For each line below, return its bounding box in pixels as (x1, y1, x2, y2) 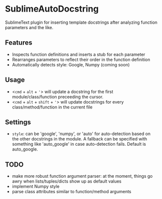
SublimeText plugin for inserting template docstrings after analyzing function (5, 19, 158, 25)
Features (5, 39, 32, 47)
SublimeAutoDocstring (5, 3, 99, 15)
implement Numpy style (12, 184, 59, 189)
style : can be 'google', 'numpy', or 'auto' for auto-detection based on (12, 131, 151, 137)
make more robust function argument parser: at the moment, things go (12, 173, 153, 179)
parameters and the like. (5, 24, 54, 30)
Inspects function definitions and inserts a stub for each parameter (12, 51, 146, 57)
